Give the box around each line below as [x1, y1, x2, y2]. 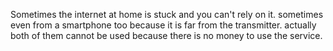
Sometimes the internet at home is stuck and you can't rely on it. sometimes [10, 9, 324, 20]
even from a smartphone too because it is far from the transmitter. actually [10, 19, 317, 31]
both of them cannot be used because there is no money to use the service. [10, 30, 323, 41]
